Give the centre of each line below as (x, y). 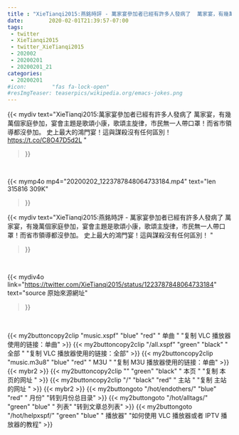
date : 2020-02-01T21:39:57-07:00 (68, 21)
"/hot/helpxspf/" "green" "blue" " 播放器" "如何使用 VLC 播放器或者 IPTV (113, 416)
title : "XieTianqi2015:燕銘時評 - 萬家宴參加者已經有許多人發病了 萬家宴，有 (116, 14)
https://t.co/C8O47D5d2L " (47, 140)
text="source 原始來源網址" (48, 293)
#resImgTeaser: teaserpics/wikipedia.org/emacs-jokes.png (95, 93)
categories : (25, 73)
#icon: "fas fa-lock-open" (59, 87)
